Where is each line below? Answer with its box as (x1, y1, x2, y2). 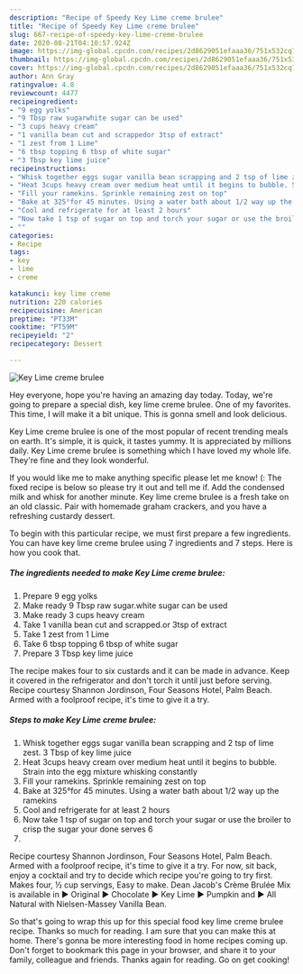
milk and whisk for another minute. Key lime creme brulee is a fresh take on (9, 491, 289, 502)
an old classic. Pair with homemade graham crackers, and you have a (9, 501, 268, 512)
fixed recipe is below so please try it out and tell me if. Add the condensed (9, 481, 286, 492)
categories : (9, 231, 54, 240)
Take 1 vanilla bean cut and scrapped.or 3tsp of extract (22, 619, 227, 630)
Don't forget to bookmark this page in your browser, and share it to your (9, 944, 277, 955)
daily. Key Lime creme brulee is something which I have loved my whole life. (9, 445, 291, 456)
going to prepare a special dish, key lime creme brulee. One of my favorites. (9, 398, 291, 410)
